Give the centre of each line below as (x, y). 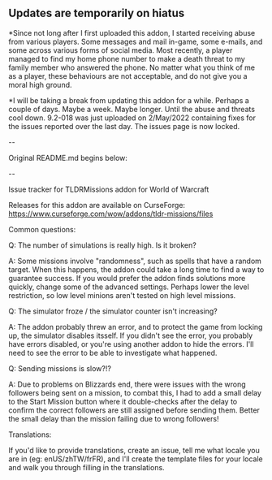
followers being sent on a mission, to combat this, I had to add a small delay (135, 392)
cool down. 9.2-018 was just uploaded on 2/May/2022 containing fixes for (132, 118)
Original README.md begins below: (68, 158)
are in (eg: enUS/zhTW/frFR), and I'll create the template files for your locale (136, 459)
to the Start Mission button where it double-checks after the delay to (123, 401)
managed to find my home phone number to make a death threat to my (127, 58)
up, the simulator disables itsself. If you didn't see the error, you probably (131, 335)
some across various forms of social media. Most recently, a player (121, 50)
